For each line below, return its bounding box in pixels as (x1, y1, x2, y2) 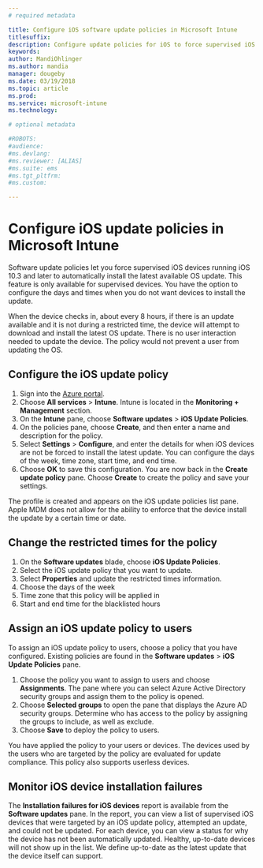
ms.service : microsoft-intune (8, 99, 108, 107)
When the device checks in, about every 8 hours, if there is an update (8, 312, 235, 321)
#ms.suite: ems (8, 164, 58, 172)
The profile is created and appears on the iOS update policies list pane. (8, 496, 239, 506)
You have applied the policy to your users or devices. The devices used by (8, 740, 250, 750)
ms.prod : (8, 92, 37, 99)
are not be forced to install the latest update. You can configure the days (19, 447, 255, 457)
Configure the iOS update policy (8, 368, 169, 381)
